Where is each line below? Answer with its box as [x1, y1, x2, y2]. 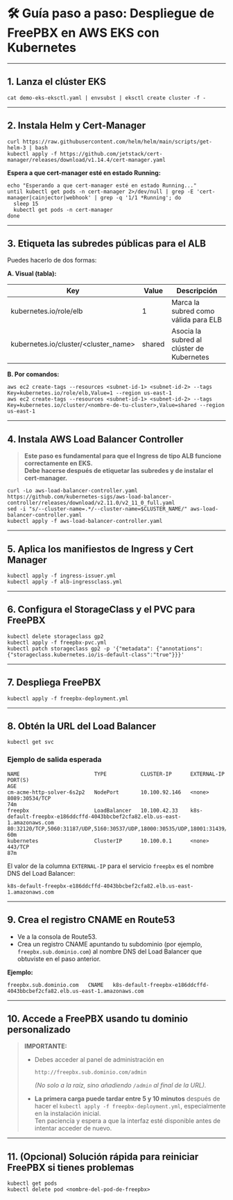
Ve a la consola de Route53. [17, 932, 97, 941]
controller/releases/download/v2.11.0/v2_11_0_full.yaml [7, 499, 175, 507]
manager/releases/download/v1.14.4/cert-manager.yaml [7, 156, 166, 163]
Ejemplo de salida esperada [7, 755, 102, 765]
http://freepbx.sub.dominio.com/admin [34, 1069, 147, 1076]
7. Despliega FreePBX [7, 676, 101, 688]
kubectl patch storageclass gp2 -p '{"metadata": [7, 645, 154, 652]
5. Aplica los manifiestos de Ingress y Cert [7, 543, 194, 555]
